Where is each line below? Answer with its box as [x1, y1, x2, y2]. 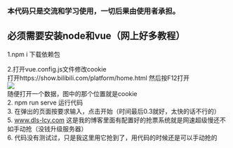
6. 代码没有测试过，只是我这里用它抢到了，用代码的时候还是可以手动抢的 [7, 133, 218, 142]
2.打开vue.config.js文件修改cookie [7, 65, 107, 73]
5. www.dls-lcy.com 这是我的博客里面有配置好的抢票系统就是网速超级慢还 [7, 116, 220, 124]
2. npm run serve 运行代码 [7, 98, 84, 107]
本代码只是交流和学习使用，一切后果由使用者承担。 [7, 6, 180, 15]
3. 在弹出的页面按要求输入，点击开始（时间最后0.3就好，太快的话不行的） [7, 107, 221, 115]
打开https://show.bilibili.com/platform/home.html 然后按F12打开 [7, 74, 190, 82]
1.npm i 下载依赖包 [7, 50, 61, 58]
